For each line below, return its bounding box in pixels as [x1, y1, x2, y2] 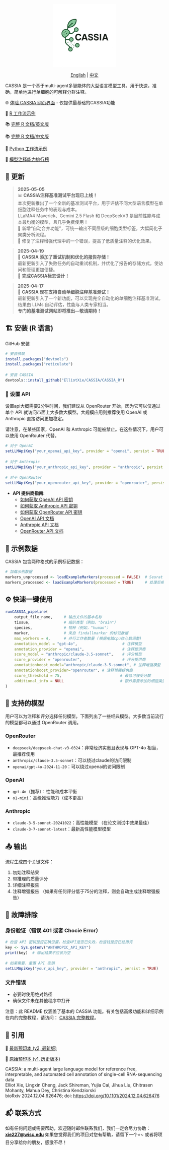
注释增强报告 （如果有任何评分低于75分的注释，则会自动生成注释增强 [12, 888, 156, 895]
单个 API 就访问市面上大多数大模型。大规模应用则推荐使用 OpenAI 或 [5, 409, 147, 415]
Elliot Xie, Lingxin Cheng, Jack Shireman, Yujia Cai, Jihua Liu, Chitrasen [5, 1082, 153, 1088]
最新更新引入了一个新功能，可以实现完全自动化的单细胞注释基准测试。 [17, 295, 163, 301]
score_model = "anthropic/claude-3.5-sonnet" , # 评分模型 [14, 652, 142, 657]
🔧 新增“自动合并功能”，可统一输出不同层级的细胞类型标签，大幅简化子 [17, 225, 162, 231]
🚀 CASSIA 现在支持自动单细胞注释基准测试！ [17, 289, 111, 295]
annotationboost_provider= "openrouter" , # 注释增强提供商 [14, 668, 133, 673]
